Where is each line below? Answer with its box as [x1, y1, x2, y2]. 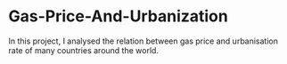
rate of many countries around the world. [8, 44, 160, 55]
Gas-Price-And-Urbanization [8, 6, 228, 27]
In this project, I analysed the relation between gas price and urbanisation [8, 36, 278, 46]
